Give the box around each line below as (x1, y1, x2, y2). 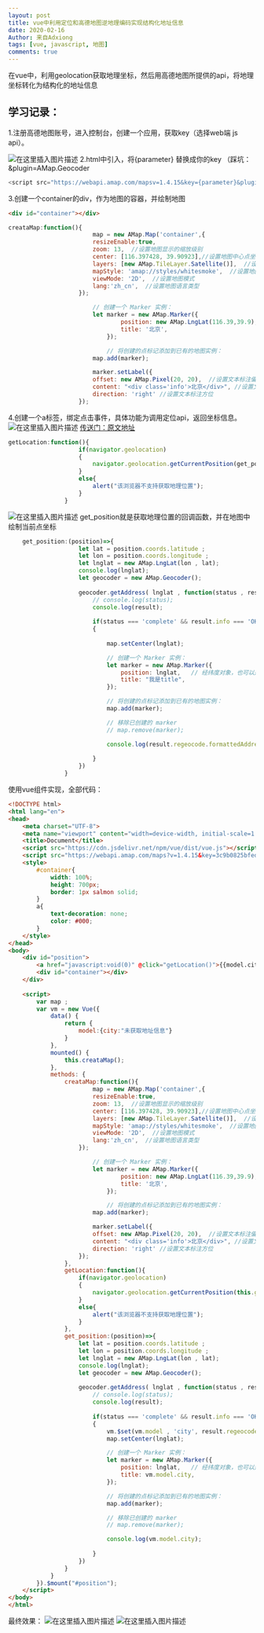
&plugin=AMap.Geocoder (8, 163, 90, 173)
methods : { (49, 1070, 86, 1079)
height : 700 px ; (49, 881, 101, 889)
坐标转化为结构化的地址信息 (8, 80, 98, 90)
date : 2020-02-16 (8, 26, 65, 34)
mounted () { (49, 1048, 90, 1057)
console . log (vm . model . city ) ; (106, 1536, 202, 1543)
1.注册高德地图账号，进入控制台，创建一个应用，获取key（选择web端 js (8, 127, 238, 138)
